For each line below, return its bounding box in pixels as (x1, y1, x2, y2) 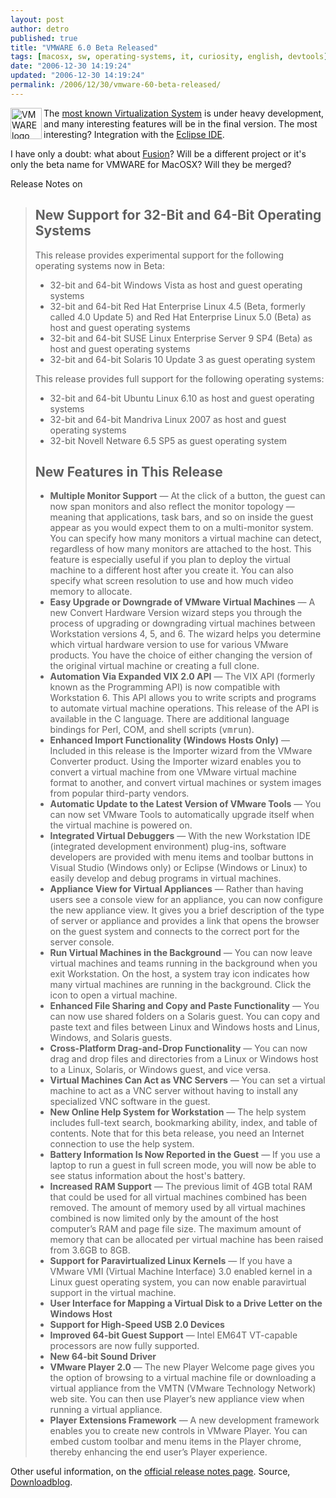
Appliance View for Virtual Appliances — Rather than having (49, 883, 304, 895)
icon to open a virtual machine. (49, 989, 178, 1001)
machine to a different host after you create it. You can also (49, 564, 294, 576)
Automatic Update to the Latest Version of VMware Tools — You (49, 798, 322, 810)
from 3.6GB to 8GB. (49, 1244, 131, 1256)
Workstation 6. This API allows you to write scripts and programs (49, 692, 317, 704)
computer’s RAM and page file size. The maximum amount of (49, 1223, 302, 1235)
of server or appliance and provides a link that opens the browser (49, 915, 320, 927)
